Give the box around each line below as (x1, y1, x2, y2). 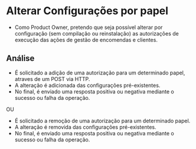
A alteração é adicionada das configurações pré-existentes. (14, 82, 161, 89)
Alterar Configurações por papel (6, 4, 169, 18)
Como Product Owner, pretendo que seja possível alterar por (14, 24, 163, 31)
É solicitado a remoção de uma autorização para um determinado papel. (14, 117, 191, 124)
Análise (6, 53, 35, 63)
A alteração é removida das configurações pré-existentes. (14, 123, 156, 131)
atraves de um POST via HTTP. (14, 75, 90, 82)
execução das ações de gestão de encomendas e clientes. (14, 36, 158, 43)
